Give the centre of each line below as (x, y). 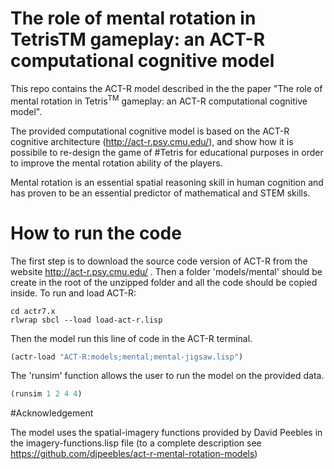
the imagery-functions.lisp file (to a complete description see (136, 443)
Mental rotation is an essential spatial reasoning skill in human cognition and (167, 182)
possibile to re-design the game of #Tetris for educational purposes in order (167, 152)
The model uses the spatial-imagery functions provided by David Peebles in (166, 433)
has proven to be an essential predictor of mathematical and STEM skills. (160, 193)
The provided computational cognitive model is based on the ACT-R (150, 131)
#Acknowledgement (52, 413)
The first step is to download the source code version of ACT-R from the (159, 261)
